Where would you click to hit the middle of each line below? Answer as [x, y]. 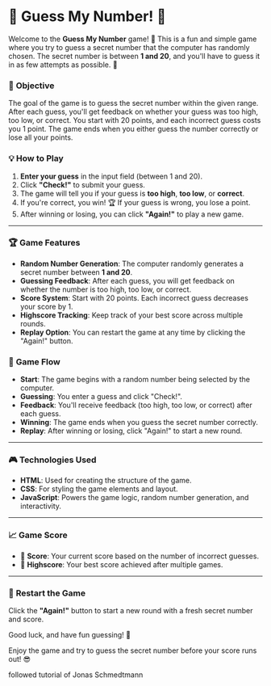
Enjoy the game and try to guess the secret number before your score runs [133, 650]
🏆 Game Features [44, 243]
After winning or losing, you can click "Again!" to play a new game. [132, 214]
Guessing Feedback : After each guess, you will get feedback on [127, 280]
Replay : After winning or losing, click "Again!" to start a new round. [131, 431]
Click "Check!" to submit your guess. [82, 184]
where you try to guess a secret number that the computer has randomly [129, 47]
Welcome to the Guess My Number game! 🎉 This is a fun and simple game [133, 39]
